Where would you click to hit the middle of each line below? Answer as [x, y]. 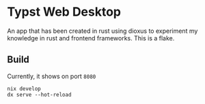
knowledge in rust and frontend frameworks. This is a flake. [91, 38]
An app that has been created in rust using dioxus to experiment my [102, 31]
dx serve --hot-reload [39, 94]
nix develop [24, 89]
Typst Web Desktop [64, 12]
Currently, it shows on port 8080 [52, 76]
